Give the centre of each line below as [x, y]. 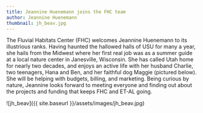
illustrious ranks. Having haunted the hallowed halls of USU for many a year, [101, 47]
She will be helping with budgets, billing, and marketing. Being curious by [98, 79]
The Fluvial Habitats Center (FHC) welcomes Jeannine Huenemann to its [97, 40]
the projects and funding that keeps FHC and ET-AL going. [79, 92]
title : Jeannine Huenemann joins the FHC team [66, 12]
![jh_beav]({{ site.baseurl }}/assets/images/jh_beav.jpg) [75, 103]
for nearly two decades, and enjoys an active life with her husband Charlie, [100, 66]
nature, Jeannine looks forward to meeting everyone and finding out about [99, 85]
